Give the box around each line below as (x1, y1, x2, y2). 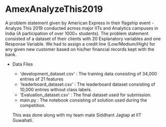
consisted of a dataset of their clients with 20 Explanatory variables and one (5, 36, 161, 42)
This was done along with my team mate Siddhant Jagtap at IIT (12, 112, 142, 118)
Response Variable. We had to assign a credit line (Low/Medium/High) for (5, 41, 156, 47)
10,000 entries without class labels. (19, 86, 92, 92)
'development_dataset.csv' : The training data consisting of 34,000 (19, 70, 158, 76)
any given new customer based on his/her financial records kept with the (5, 46, 155, 52)
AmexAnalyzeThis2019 (5, 3, 103, 15)
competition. (19, 102, 46, 108)
